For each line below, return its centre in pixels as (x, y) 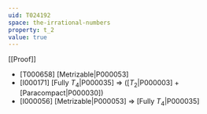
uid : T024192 (30, 15)
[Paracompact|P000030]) (61, 93)
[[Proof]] (22, 59)
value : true (28, 37)
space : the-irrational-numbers (59, 23)
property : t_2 (31, 30)
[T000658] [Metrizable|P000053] (74, 74)
